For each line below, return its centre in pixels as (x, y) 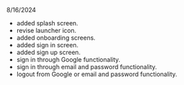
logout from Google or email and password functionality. (97, 74)
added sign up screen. (48, 52)
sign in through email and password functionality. (86, 67)
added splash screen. (47, 23)
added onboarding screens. (56, 38)
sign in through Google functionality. (68, 60)
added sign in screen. (47, 45)
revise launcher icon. (46, 31)
